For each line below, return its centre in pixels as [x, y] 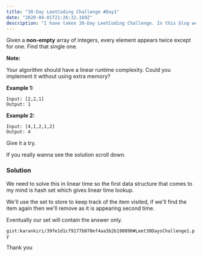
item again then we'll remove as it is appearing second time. [81, 208]
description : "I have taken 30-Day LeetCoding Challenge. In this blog [98, 23]
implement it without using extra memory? [58, 77]
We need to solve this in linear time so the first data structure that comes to [99, 183]
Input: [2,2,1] [25, 99]
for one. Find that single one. [42, 46]
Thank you [20, 247]
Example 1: [20, 88]
